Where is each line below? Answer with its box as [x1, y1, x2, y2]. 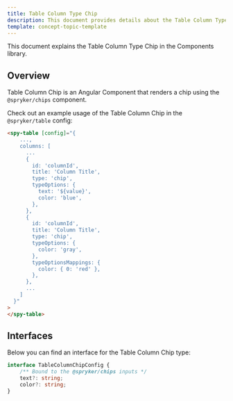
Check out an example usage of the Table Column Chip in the [7, 109, 182, 117]
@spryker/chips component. [7, 95, 87, 104]
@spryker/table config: [7, 116, 73, 125]
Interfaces [7, 329, 53, 341]
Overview [7, 69, 51, 81]
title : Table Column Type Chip [7, 10, 98, 17]
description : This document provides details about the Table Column [7, 17, 213, 24]
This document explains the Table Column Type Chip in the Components [7, 42, 214, 51]
